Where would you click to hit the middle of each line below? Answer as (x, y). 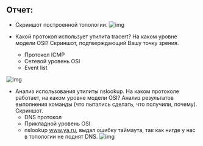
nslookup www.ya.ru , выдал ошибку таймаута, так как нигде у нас (110, 130)
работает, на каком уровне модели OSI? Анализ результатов (94, 97)
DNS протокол (43, 117)
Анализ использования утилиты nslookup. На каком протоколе (97, 91)
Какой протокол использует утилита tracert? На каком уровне (96, 36)
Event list (36, 68)
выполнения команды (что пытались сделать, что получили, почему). (106, 104)
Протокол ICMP (45, 55)
